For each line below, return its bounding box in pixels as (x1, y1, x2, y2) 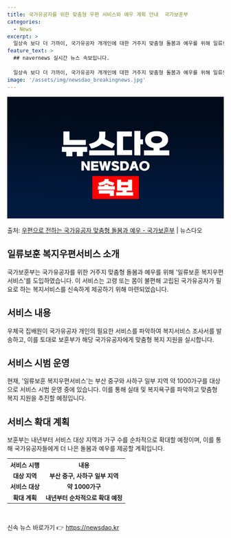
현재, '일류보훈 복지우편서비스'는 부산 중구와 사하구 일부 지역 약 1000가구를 (7, 377, 208, 385)
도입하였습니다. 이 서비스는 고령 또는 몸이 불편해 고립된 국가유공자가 (32, 276, 214, 285)
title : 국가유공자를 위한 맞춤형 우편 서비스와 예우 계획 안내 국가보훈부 (7, 11, 188, 18)
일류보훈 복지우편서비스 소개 (7, 248, 120, 260)
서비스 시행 (10, 461, 40, 469)
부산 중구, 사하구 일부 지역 (49, 472, 119, 480)
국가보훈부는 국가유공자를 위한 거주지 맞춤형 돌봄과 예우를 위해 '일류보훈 (7, 268, 200, 276)
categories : (7, 18, 41, 25)
